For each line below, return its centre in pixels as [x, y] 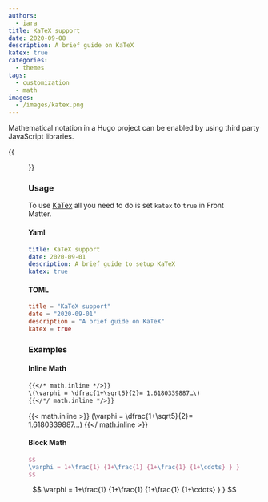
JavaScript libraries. [41, 136]
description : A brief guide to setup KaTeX [102, 264]
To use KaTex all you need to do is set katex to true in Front [126, 206]
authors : [23, 16]
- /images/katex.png [50, 105]
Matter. [40, 214]
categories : [28, 61]
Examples [48, 349]
